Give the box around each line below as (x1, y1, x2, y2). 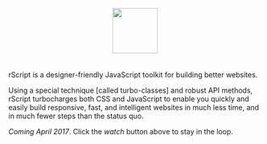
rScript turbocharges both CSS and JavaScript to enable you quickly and (8, 94, 249, 104)
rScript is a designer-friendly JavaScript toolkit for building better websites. (8, 70, 258, 80)
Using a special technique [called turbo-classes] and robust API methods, (8, 85, 253, 95)
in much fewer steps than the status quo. (8, 111, 144, 121)
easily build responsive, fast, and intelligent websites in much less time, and (8, 103, 260, 112)
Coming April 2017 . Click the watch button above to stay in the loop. (8, 127, 233, 136)
